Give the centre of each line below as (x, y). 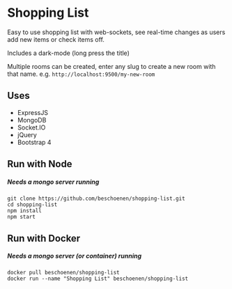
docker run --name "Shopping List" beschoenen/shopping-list (98, 279)
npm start (22, 217)
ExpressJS (33, 112)
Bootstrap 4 (34, 142)
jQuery (27, 134)
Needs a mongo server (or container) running (75, 256)
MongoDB (32, 120)
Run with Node (40, 164)
